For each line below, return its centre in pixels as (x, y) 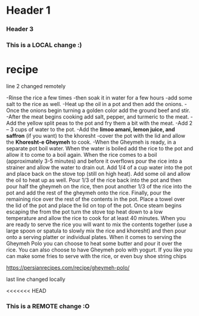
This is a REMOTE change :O (48, 306)
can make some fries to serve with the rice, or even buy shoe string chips (96, 256)
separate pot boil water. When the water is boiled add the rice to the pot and (100, 148)
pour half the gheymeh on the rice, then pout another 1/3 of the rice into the (99, 186)
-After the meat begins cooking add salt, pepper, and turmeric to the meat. (98, 116)
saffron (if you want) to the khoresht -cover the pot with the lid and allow (96, 135)
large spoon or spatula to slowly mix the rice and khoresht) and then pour (96, 231)
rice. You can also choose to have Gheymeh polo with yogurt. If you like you (99, 250)
